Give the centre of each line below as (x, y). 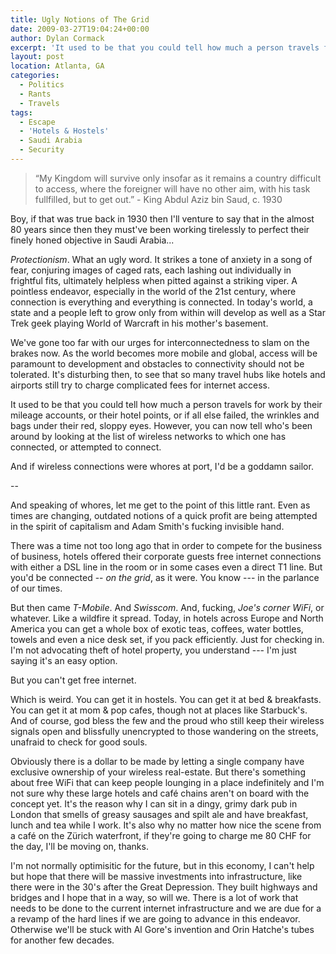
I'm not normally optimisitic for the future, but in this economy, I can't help (162, 865)
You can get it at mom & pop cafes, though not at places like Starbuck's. (159, 710)
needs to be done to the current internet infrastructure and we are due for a (166, 908)
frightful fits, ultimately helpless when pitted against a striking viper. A (154, 280)
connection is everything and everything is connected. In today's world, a (161, 302)
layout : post (37, 57)
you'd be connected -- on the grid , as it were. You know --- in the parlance (165, 577)
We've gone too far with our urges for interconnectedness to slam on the (160, 342)
